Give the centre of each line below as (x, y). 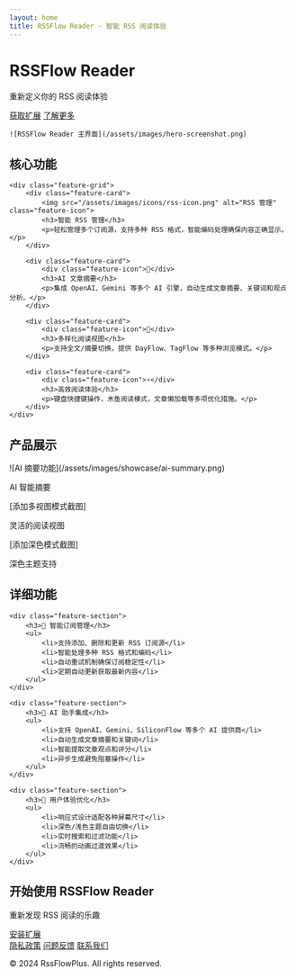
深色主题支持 (33, 564)
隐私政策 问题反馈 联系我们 (59, 945)
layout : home (34, 18)
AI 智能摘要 (30, 488)
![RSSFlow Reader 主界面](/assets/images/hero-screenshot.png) (128, 135)
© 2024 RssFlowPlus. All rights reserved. (85, 963)
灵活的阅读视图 (37, 525)
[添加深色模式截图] (44, 544)
